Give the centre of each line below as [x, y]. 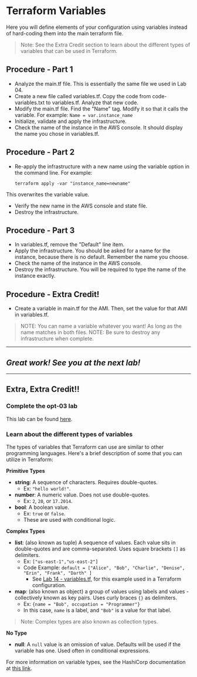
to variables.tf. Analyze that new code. [92, 102]
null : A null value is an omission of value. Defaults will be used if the [97, 644]
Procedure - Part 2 [40, 152]
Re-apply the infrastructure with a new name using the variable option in [102, 166]
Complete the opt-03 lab [42, 406]
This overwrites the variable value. [48, 194]
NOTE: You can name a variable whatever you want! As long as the [101, 326]
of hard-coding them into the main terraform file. [65, 33]
